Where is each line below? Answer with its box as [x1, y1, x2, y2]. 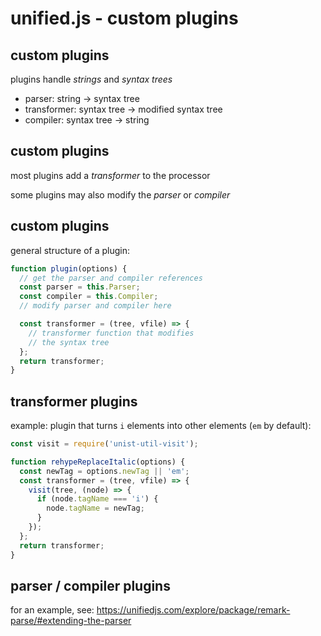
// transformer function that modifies [28, 328, 195, 338]
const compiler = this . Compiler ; [19, 292, 159, 302]
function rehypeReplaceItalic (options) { [10, 457, 186, 467]
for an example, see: [10, 604, 95, 616]
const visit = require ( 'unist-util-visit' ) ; [10, 439, 199, 449]
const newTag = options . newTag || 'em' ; [19, 466, 190, 476]
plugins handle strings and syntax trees [10, 73, 173, 85]
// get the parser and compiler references [19, 273, 203, 283]
